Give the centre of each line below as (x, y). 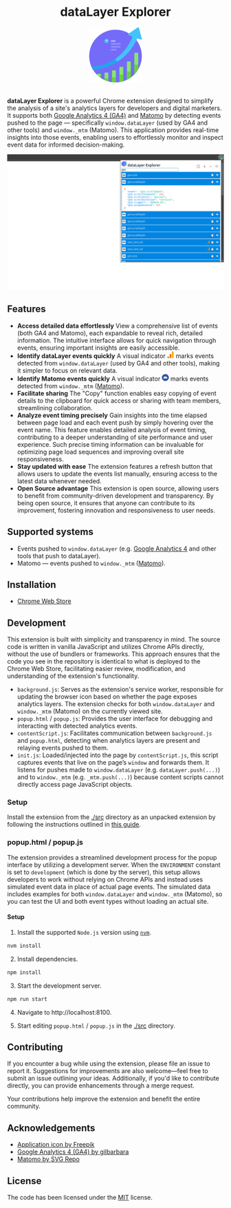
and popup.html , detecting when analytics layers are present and (109, 741)
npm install (24, 972)
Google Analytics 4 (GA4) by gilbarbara (73, 1152)
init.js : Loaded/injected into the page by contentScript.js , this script (118, 755)
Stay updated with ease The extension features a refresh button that (115, 466)
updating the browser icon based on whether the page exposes (107, 697)
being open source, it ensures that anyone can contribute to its (106, 502)
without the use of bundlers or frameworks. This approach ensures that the (113, 654)
